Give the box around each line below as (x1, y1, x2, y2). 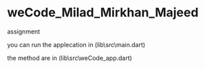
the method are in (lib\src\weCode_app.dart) (7, 53, 133, 62)
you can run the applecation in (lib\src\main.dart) (7, 40, 146, 49)
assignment (7, 27, 41, 36)
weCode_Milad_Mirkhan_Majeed (7, 5, 199, 20)
